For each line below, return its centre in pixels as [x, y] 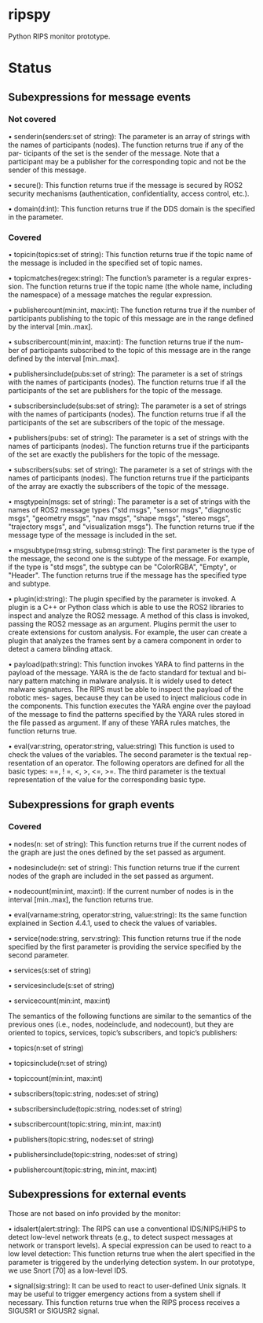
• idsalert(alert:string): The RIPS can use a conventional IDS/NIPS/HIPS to [127, 1229]
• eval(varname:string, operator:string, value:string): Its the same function [128, 914]
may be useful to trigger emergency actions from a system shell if [115, 1294]
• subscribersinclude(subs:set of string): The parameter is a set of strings [128, 406]
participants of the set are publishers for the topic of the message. [115, 391]
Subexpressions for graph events [91, 805]
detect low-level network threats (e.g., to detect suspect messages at [121, 1237]
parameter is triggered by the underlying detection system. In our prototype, [131, 1262]
